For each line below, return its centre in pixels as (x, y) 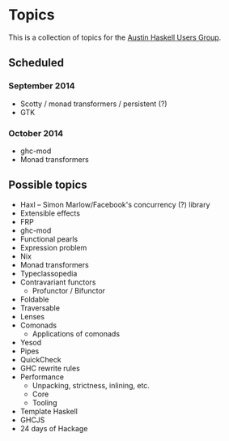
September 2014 (42, 86)
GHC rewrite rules (50, 368)
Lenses (32, 316)
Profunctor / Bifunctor (69, 290)
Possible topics (48, 185)
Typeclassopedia (49, 273)
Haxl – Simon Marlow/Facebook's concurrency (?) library (115, 204)
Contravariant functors (58, 282)
